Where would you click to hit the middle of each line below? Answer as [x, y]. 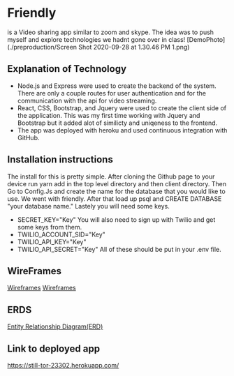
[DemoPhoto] [206, 39]
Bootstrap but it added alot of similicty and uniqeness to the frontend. [117, 123]
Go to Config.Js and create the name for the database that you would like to [116, 191]
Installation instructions [60, 159]
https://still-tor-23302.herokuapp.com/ [63, 365]
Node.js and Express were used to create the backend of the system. [117, 86]
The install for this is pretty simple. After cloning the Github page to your [111, 176]
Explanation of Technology [67, 69]
